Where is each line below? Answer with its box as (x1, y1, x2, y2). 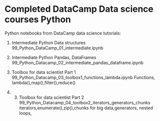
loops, (19, 110, 32, 116)
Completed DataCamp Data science (4, 3, 154, 15)
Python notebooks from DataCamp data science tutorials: (4, 30, 121, 36)
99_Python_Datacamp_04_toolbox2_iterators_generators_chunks (19, 99, 151, 105)
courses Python (4, 14, 71, 25)
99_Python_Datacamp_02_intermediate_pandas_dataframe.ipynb (11, 60, 144, 65)
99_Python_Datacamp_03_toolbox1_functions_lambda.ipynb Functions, (11, 74, 156, 80)
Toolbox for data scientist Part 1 (11, 69, 76, 75)
